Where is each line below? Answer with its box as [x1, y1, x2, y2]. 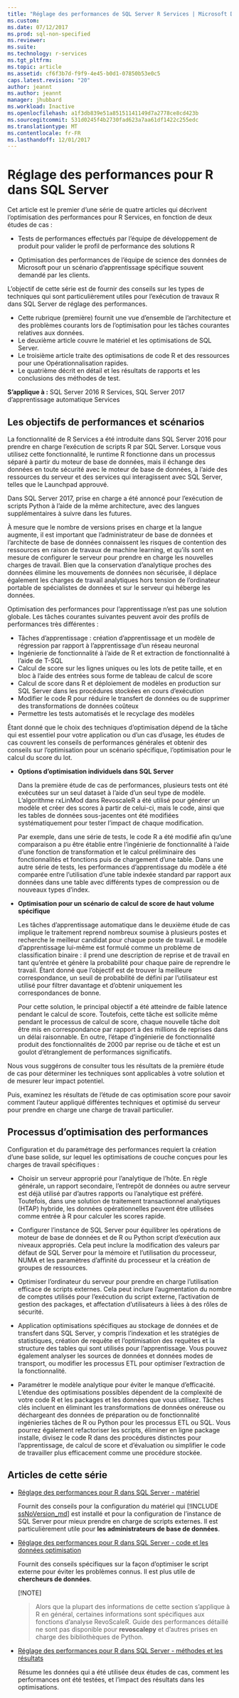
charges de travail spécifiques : [7, 1160, 100, 1169]
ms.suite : [7, 43, 37, 51]
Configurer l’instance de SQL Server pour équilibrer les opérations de [17, 1225, 221, 1234]
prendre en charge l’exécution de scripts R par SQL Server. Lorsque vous [7, 443, 222, 450]
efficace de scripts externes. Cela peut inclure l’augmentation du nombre [17, 1285, 232, 1293]
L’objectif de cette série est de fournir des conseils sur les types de [7, 285, 205, 293]
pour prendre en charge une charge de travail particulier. [7, 1106, 174, 1114]
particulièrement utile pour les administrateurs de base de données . [17, 1524, 221, 1533]
